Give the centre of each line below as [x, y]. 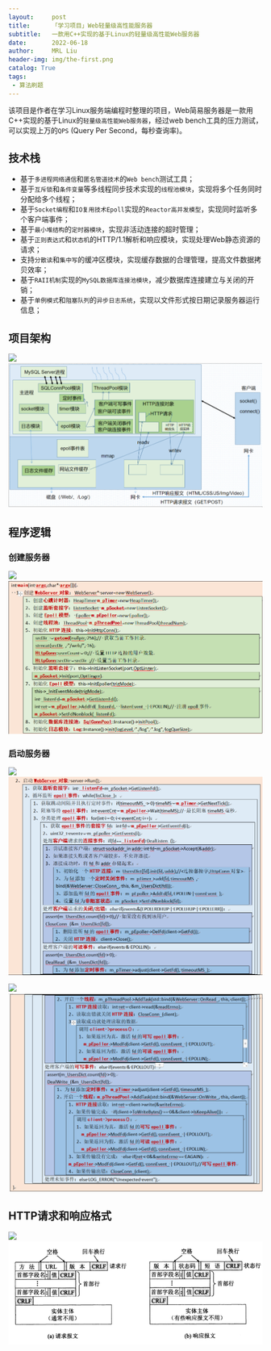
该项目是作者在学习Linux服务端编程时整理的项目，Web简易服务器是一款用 [131, 110]
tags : [17, 77]
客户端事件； [48, 220]
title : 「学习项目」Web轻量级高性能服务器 [81, 25]
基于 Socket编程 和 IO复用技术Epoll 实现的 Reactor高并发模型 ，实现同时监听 [135, 209]
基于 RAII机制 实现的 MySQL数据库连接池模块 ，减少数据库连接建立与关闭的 [133, 280]
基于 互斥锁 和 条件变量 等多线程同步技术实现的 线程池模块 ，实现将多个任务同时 [141, 189]
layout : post [38, 17]
